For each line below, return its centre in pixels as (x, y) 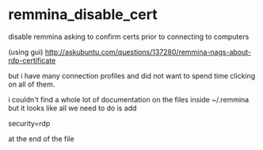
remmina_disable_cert (83, 15)
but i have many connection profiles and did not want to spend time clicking (132, 75)
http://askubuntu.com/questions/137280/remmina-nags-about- (148, 52)
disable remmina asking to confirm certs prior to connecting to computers (129, 37)
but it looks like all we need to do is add (72, 108)
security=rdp (29, 123)
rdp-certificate (32, 60)
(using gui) (26, 52)
